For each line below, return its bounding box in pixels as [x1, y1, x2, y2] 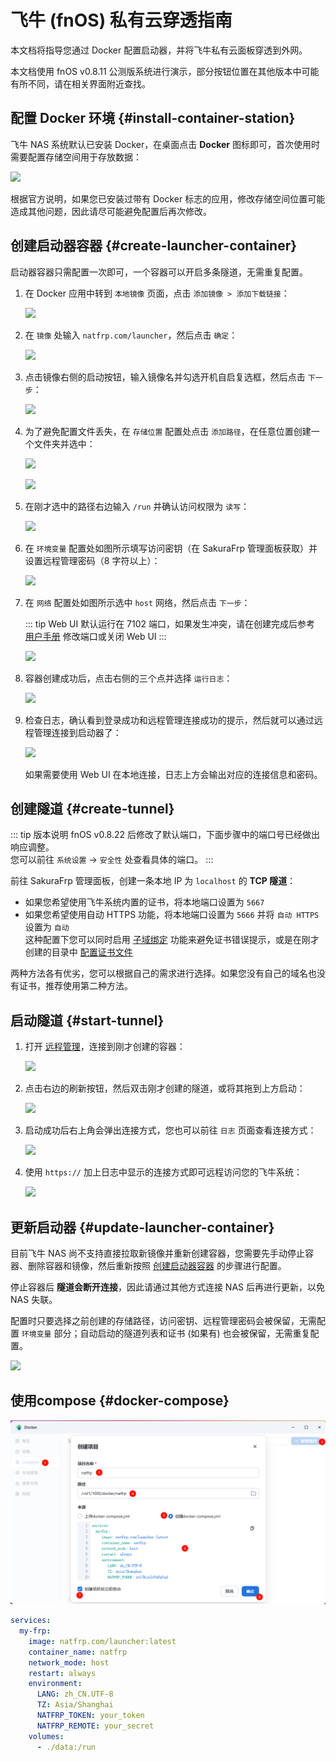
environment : [28, 1679, 83, 1689]
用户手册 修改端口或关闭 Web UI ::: [24, 630, 167, 642]
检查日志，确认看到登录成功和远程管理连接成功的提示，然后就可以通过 [24, 714, 315, 726]
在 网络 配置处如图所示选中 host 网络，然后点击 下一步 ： [24, 596, 251, 608]
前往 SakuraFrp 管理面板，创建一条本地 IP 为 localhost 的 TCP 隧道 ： [10, 875, 297, 887]
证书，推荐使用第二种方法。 [18, 980, 133, 992]
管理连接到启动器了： [33, 726, 122, 738]
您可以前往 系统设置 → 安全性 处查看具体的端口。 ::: [10, 854, 214, 866]
